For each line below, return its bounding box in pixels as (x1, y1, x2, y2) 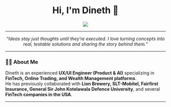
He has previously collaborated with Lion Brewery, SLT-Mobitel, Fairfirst (5, 81, 159, 87)
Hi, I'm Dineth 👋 (52, 5, 119, 16)
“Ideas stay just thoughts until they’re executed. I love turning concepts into (6, 35, 165, 42)
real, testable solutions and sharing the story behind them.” (23, 41, 148, 47)
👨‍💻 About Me (5, 58, 38, 65)
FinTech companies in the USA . (5, 91, 73, 98)
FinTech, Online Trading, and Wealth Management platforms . (5, 76, 137, 82)
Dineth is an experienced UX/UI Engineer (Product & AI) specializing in (5, 70, 154, 76)
